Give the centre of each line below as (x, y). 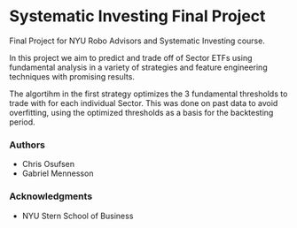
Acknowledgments (51, 196)
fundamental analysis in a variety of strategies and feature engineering (138, 67)
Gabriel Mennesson (58, 173)
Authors (27, 145)
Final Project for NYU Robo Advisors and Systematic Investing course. (137, 41)
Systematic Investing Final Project (137, 16)
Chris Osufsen (48, 164)
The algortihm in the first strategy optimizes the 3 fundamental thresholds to (148, 94)
